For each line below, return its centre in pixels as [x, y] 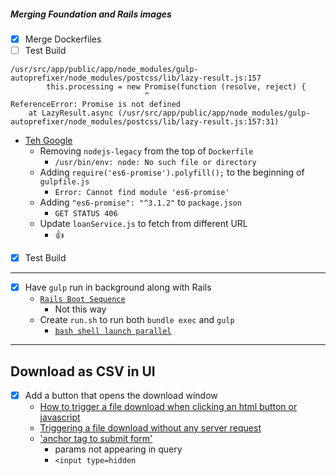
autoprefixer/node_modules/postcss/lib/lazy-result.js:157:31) [145, 122]
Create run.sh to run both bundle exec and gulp [137, 320]
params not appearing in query [118, 449]
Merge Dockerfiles [63, 39]
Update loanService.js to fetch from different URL [143, 224]
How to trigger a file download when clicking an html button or [168, 407]
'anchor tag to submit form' [96, 439]
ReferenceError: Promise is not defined [96, 105]
